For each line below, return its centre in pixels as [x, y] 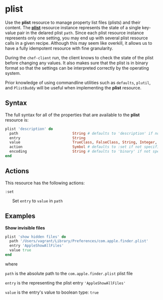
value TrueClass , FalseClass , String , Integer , [83, 142]
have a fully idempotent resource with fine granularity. [59, 48]
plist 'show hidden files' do [36, 237]
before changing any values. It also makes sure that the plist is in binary [77, 63]
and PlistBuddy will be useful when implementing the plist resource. [73, 88]
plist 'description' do [29, 129]
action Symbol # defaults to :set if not [76, 147]
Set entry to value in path [37, 201]
